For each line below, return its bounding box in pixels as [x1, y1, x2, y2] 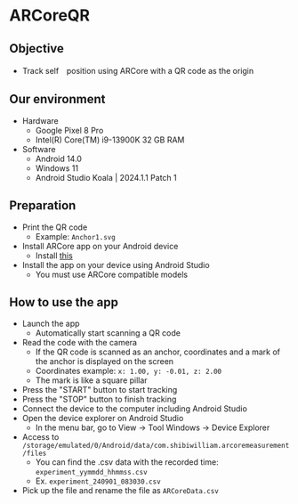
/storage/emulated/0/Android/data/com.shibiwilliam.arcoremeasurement [21, 442, 290, 451]
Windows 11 [35, 162, 78, 174]
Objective [9, 41, 65, 56]
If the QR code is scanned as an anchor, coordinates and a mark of [35, 346, 281, 357]
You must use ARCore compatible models [35, 269, 189, 280]
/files [21, 449, 47, 459]
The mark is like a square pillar [35, 375, 149, 386]
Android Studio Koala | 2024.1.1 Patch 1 [35, 172, 177, 183]
